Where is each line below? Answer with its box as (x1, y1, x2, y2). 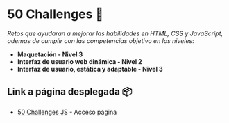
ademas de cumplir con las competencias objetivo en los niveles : (7, 36, 194, 44)
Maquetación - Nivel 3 (17, 50, 83, 58)
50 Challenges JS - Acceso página (17, 108, 117, 116)
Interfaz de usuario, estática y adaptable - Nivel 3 (17, 65, 163, 73)
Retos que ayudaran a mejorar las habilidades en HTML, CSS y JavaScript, (7, 29, 223, 38)
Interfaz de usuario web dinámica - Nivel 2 (17, 57, 142, 65)
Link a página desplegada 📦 (7, 86, 133, 98)
